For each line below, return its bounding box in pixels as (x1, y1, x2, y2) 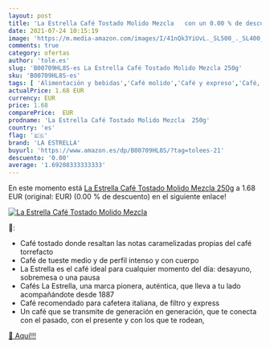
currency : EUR (8, 94, 56, 102)
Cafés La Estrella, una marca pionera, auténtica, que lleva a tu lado (19, 281, 241, 291)
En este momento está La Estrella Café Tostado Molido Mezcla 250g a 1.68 (8, 183, 256, 193)
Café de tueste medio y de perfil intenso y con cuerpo (19, 256, 199, 265)
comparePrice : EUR (8, 109, 74, 117)
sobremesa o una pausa (19, 272, 100, 282)
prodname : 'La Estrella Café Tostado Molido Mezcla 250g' (8, 117, 211, 125)
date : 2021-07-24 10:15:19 (8, 27, 99, 35)
